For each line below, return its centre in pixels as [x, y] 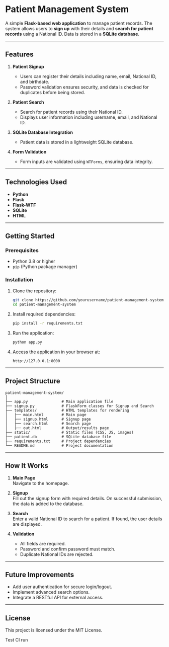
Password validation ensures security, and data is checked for [84, 87]
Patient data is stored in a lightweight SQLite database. [77, 142]
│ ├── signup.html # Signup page [48, 419]
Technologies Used [36, 182]
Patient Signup [28, 66]
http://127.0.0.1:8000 [36, 361]
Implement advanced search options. [51, 592]
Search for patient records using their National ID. [71, 112]
